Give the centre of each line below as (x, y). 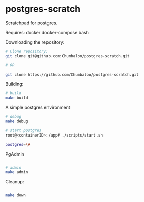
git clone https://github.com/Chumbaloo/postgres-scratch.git (72, 74)
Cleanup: (15, 182)
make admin (17, 172)
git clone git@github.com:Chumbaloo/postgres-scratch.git (67, 56)
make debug (17, 121)
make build (17, 98)
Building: (14, 84)
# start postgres (23, 130)
